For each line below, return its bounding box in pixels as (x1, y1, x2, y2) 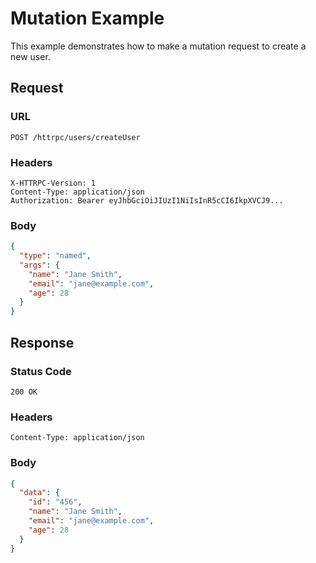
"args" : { (19, 260, 60, 270)
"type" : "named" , (19, 251, 92, 261)
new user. (10, 50, 51, 62)
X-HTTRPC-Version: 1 (10, 178, 97, 188)
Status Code (10, 364, 72, 378)
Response (10, 334, 75, 351)
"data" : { (19, 488, 60, 498)
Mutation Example (10, 7, 165, 30)
